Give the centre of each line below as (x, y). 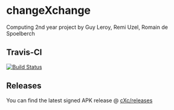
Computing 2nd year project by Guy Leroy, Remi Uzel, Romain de (87, 27)
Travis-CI (24, 53)
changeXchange (49, 11)
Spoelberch (21, 33)
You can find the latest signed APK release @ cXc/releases (79, 100)
